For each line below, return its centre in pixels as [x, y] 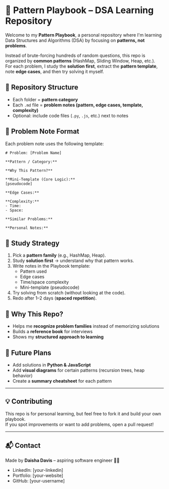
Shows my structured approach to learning [58, 337]
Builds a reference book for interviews [53, 332]
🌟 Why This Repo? [34, 314]
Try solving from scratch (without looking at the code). [69, 293]
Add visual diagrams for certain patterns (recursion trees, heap [78, 370]
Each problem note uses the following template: [55, 144]
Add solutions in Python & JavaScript [52, 365]
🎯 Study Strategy [32, 243]
